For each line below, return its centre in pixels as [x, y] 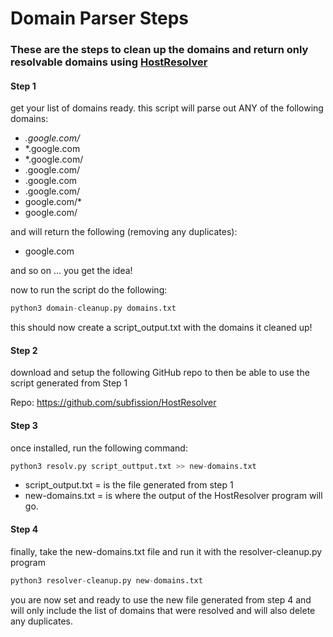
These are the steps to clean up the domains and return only [159, 50]
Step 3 [24, 425]
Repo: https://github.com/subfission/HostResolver [113, 403]
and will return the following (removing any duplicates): [124, 232]
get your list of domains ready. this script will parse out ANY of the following [167, 108]
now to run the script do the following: [89, 290]
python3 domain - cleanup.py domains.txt [93, 308]
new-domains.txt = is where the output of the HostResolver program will [173, 496]
